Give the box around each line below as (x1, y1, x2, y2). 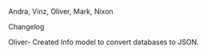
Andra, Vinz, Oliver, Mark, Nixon (8, 7, 113, 16)
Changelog (8, 22, 45, 31)
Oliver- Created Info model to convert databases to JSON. (8, 37, 200, 47)
